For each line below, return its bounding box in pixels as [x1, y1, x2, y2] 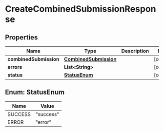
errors [7, 64, 22, 70]
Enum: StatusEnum [5, 88, 65, 96]
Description [121, 48, 149, 54]
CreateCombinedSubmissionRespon [5, 3, 156, 15]
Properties [5, 33, 38, 41]
